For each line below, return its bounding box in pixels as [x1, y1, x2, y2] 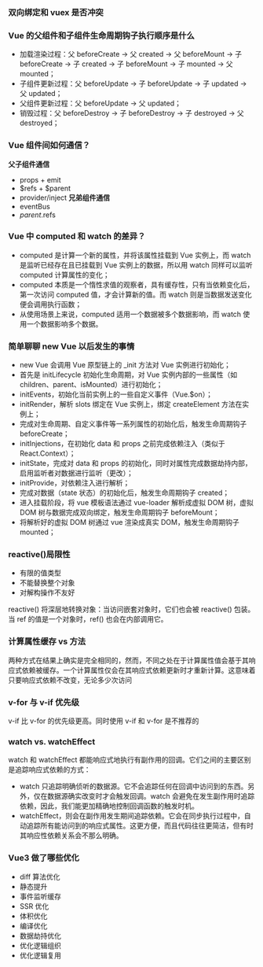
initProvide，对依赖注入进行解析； [19, 478, 130, 488]
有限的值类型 [19, 568, 61, 578]
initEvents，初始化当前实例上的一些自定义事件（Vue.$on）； [19, 389, 214, 399]
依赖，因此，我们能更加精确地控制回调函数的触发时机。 [19, 801, 199, 811]
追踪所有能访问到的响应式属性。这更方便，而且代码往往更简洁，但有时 [26, 821, 254, 831]
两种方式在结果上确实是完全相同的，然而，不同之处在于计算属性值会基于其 [8, 655, 249, 665]
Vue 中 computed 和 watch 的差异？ [8, 231, 146, 242]
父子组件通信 [8, 159, 49, 168]
